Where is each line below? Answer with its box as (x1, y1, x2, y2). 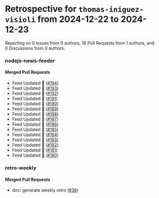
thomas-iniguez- (78, 5, 144, 14)
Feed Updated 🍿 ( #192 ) (12, 91, 59, 97)
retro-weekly (5, 164, 37, 171)
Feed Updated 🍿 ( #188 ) (12, 111, 59, 117)
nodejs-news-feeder (5, 57, 55, 64)
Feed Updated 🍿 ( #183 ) (12, 137, 59, 143)
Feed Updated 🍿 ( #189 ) (12, 106, 59, 112)
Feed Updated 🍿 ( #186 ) (12, 121, 59, 127)
